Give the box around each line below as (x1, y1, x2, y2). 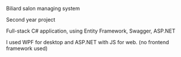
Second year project (6, 16, 56, 23)
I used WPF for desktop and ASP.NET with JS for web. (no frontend (6, 39, 169, 45)
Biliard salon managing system (6, 5, 81, 12)
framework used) (6, 45, 48, 52)
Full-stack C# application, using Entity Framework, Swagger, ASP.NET (6, 27, 176, 34)
